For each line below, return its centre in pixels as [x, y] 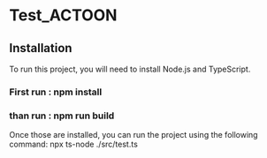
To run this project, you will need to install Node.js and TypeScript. [130, 69]
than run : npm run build [62, 116]
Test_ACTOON [63, 15]
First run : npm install [56, 92]
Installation [41, 48]
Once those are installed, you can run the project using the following [133, 135]
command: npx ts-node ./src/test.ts [74, 144]
